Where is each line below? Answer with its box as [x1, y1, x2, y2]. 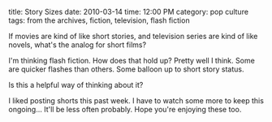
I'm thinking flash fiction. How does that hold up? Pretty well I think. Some [8, 56, 256, 65]
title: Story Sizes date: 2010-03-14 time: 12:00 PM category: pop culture [8, 7, 249, 16]
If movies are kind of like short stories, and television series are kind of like [8, 32, 258, 41]
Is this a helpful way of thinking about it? [8, 81, 144, 89]
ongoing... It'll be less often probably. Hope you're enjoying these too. [8, 105, 242, 114]
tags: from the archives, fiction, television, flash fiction [8, 15, 190, 25]
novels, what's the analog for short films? [8, 40, 147, 50]
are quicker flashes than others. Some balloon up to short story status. [8, 64, 244, 74]
